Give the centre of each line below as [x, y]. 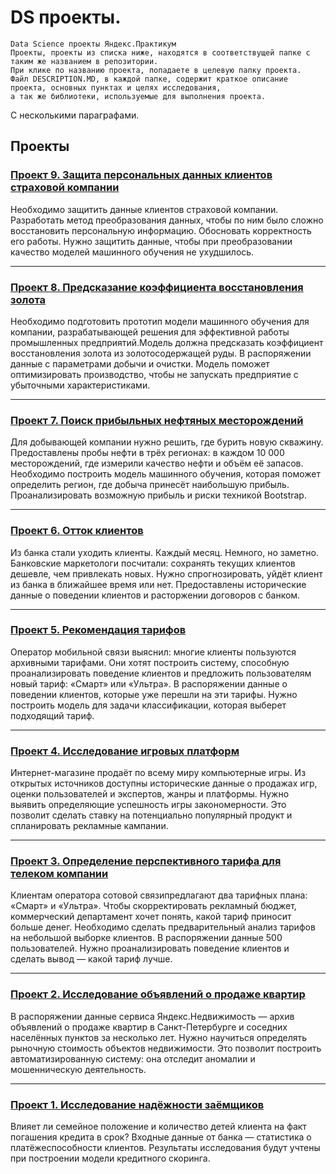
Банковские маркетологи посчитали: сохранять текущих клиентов [153, 563]
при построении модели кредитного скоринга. [110, 1158]
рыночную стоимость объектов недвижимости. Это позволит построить [166, 1048]
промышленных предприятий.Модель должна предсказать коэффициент [167, 342]
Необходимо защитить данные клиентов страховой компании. [144, 209]
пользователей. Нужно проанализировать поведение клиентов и [150, 948]
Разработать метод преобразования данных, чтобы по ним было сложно [167, 220]
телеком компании [59, 874]
